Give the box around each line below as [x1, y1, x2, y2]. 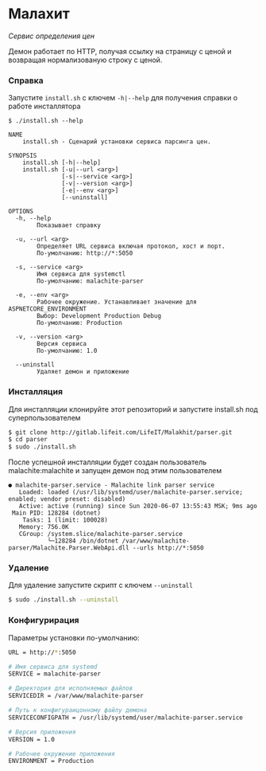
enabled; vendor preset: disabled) [8, 495, 126, 503]
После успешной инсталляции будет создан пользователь [8, 457, 207, 467]
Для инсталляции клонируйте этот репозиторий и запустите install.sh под [8, 404, 258, 414]
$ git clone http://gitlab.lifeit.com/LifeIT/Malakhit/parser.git [8, 428, 233, 436]
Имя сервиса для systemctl [37, 270, 126, 279]
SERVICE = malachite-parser [8, 670, 102, 678]
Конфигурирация [8, 615, 79, 626]
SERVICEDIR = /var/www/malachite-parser [8, 692, 145, 700]
